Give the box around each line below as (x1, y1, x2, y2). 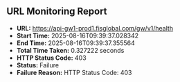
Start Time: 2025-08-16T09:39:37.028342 (16, 31, 139, 40)
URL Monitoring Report (6, 6, 108, 17)
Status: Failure (16, 60, 60, 69)
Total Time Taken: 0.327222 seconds (16, 46, 125, 54)
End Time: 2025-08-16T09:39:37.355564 (16, 38, 136, 47)
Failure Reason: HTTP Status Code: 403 (16, 68, 132, 76)
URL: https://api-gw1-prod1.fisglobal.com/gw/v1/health (16, 24, 174, 32)
